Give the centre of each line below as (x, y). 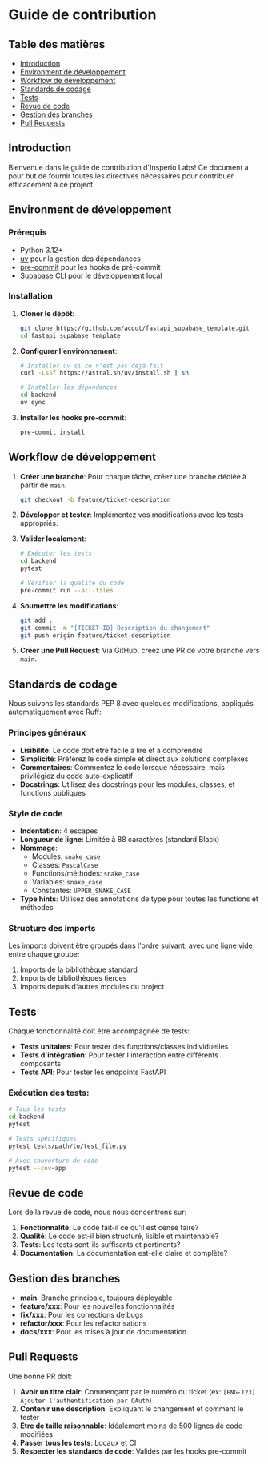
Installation (31, 296)
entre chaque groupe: (44, 954)
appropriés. (39, 523)
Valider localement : (53, 539)
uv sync (32, 403)
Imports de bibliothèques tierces (73, 978)
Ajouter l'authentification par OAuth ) (86, 1400)
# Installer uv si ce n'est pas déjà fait (92, 366)
